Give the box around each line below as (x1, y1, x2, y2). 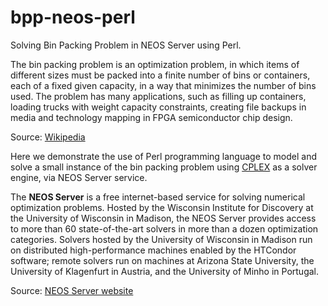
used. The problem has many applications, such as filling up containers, (10, 90, 307, 102)
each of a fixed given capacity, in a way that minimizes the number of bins (10, 79, 317, 91)
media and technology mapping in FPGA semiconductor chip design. (10, 111, 293, 123)
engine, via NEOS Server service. (10, 171, 148, 183)
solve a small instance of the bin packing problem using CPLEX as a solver (10, 161, 318, 173)
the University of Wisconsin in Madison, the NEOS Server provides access (10, 212, 317, 224)
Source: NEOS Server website (10, 284, 134, 296)
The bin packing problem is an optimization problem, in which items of (10, 58, 300, 70)
